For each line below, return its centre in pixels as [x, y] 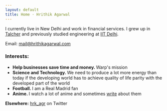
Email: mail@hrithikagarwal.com [38, 43]
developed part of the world [41, 83]
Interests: [17, 56]
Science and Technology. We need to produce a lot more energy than [84, 72]
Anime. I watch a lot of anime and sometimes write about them [77, 94]
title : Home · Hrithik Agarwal [38, 14]
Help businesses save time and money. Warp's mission [70, 67]
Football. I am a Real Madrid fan [45, 88]
